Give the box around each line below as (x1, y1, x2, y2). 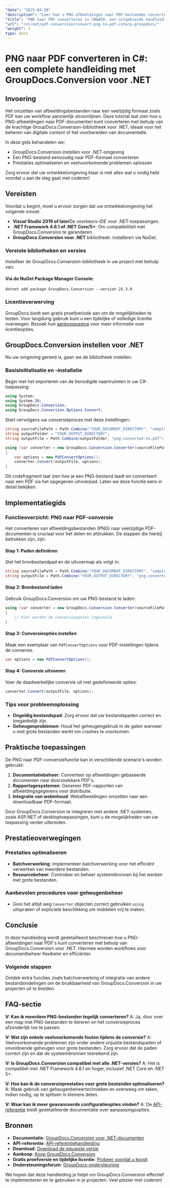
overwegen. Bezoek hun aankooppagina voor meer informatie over (5, 321, 145, 327)
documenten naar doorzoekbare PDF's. (12, 777, 95, 783)
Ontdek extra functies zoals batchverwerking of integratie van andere (5, 974, 150, 980)
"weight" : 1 (5, 26, 30, 31)
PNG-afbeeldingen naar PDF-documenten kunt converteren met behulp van (5, 118, 163, 125)
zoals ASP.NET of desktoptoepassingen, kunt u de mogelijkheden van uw (5, 814, 158, 820)
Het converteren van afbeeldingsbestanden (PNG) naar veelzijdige (5, 525, 144, 531)
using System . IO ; (5, 398, 42, 403)
